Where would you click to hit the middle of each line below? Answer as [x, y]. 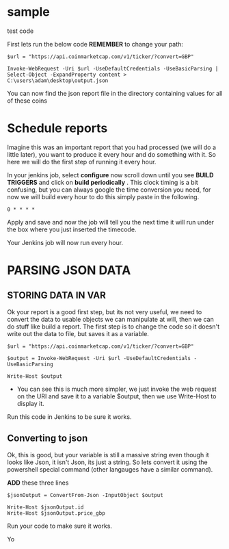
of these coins [27, 101]
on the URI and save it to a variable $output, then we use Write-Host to [117, 396]
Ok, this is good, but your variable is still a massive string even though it [108, 455]
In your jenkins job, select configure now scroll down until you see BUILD [110, 175]
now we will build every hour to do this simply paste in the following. [103, 196]
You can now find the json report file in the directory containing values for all [115, 93]
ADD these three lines [38, 483]
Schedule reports [57, 128]
